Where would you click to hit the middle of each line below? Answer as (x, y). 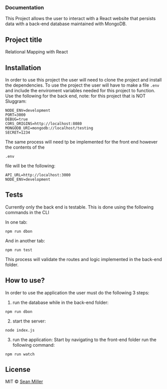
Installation (23, 68)
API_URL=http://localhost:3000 (38, 175)
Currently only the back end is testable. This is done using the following (79, 207)
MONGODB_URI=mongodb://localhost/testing (49, 128)
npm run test (19, 250)
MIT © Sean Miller (24, 381)
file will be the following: (30, 166)
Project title (24, 40)
